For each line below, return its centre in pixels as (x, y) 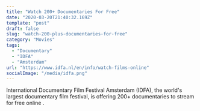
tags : (13, 46)
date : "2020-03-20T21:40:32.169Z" (50, 17)
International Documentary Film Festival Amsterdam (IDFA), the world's (94, 90)
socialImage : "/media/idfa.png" (47, 73)
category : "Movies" (31, 40)
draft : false (23, 28)
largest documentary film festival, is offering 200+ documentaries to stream (100, 97)
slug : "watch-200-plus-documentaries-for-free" (67, 34)
